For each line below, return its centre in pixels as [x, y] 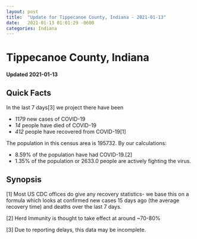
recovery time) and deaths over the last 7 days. [64, 206]
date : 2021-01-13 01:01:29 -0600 [50, 23]
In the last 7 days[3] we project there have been [65, 107]
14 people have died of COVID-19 [56, 125]
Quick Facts [29, 93]
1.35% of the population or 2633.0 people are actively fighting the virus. [103, 161]
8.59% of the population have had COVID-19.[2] [74, 155]
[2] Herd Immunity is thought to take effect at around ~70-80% [83, 218]
